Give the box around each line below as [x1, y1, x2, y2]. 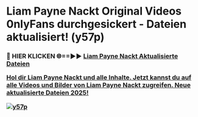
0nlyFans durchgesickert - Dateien [6, 17, 187, 31]
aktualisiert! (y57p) [6, 30, 105, 44]
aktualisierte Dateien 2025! [6, 88, 89, 97]
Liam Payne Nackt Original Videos [6, 4, 182, 18]
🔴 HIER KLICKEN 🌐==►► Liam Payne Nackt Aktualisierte [6, 52, 179, 60]
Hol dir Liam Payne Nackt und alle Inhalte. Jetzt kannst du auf [6, 73, 192, 82]
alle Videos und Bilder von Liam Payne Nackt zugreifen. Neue [6, 81, 191, 90]
